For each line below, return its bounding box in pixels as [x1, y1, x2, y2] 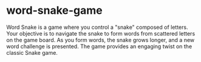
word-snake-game [6, 4, 103, 17]
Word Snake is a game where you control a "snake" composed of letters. [6, 23, 188, 31]
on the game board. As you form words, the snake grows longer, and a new [6, 36, 195, 43]
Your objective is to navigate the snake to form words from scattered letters [6, 29, 196, 37]
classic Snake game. [6, 49, 58, 56]
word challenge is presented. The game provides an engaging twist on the [6, 43, 192, 50]
